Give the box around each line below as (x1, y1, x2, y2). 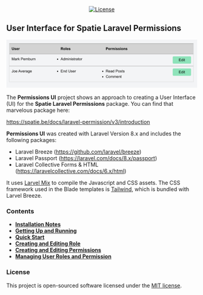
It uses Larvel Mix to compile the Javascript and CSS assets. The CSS (6, 179, 181, 186)
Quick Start (15, 233, 45, 241)
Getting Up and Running (15, 227, 77, 235)
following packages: (6, 136, 57, 143)
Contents (6, 207, 35, 215)
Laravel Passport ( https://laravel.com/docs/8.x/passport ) (15, 154, 158, 161)
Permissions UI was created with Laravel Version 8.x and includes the (6, 130, 181, 137)
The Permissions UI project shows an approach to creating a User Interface (6, 94, 196, 101)
